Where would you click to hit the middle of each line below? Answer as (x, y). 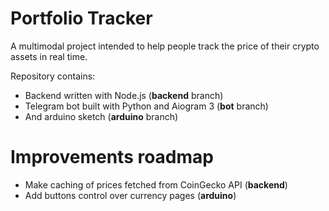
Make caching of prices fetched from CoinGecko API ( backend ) (156, 184)
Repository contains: (53, 76)
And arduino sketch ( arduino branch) (101, 116)
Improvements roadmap (112, 157)
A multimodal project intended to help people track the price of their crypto (165, 46)
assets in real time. (49, 56)
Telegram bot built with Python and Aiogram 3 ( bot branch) (146, 106)
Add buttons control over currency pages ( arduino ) (130, 195)
